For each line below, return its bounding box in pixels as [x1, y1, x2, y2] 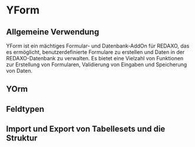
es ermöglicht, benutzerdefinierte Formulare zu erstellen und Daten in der [6, 49, 185, 56]
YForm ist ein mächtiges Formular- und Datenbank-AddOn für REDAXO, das [6, 42, 190, 49]
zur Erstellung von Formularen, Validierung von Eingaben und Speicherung [6, 61, 187, 68]
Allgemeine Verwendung [6, 27, 100, 37]
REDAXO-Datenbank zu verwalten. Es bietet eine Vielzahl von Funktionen [6, 55, 184, 61]
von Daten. [6, 67, 33, 74]
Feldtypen [6, 104, 45, 114]
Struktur [6, 133, 38, 143]
